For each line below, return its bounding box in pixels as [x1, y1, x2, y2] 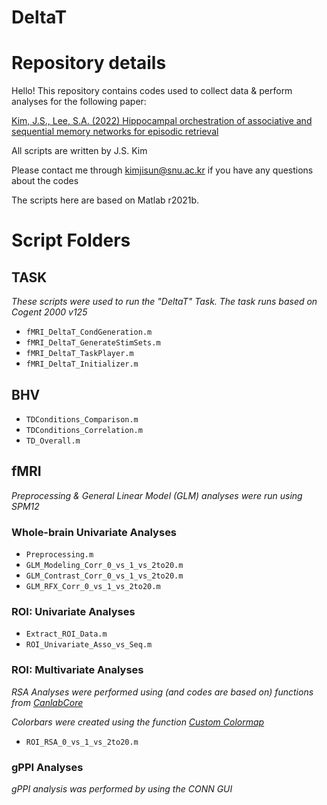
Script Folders [11, 229, 131, 252]
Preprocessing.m [25, 550, 94, 560]
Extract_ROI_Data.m [25, 629, 108, 640]
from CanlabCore [11, 696, 84, 708]
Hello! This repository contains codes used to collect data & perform [11, 85, 293, 97]
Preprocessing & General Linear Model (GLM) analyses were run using [11, 489, 303, 501]
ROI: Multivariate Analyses [11, 663, 144, 677]
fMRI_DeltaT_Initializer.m [25, 359, 139, 370]
